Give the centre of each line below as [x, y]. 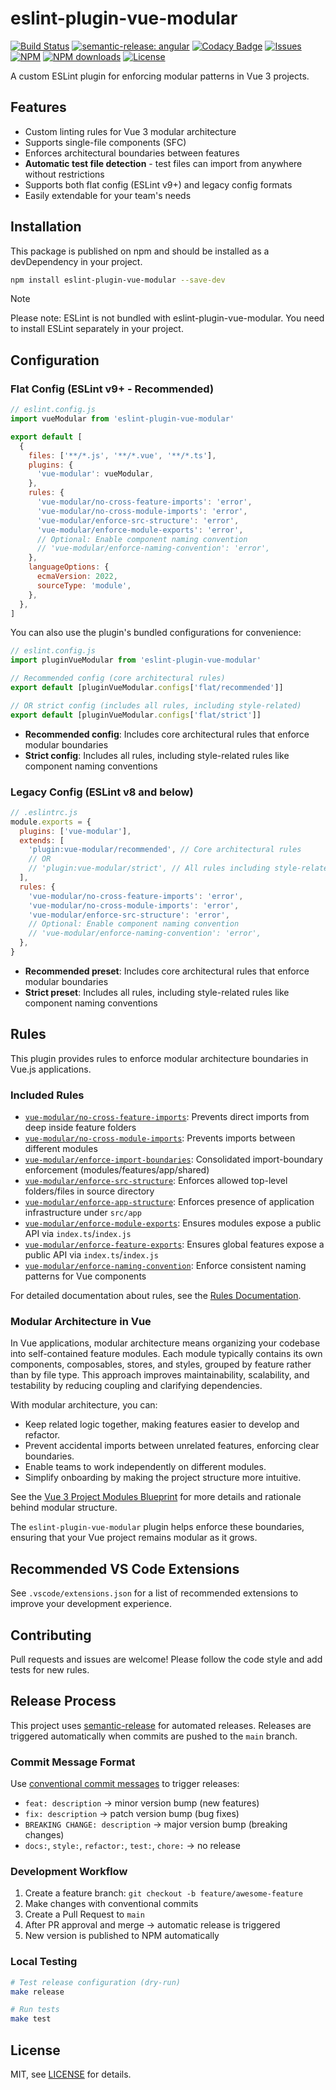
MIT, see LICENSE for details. [71, 2074]
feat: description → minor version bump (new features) [142, 1803]
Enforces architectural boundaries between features [132, 153]
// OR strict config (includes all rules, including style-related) [156, 705]
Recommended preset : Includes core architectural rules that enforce [167, 971]
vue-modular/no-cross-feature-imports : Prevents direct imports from [167, 1117]
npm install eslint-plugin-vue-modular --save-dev [118, 280]
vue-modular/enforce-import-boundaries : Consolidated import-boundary [173, 1159]
